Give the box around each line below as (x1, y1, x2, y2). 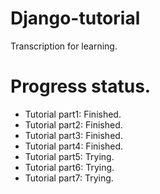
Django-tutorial (10, 7, 141, 30)
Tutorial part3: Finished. (24, 129, 123, 141)
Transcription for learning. (10, 40, 118, 52)
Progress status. (10, 75, 152, 98)
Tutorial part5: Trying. (24, 150, 115, 162)
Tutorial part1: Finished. (24, 108, 122, 120)
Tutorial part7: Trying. (24, 172, 114, 184)
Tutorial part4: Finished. (24, 140, 124, 152)
